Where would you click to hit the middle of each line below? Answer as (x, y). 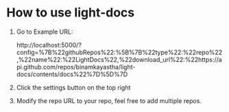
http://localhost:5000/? (49, 45)
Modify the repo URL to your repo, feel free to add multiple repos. (109, 100)
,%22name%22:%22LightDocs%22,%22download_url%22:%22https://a (119, 59)
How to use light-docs (71, 13)
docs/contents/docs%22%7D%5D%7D (72, 74)
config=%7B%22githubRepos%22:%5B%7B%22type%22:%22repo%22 (119, 52)
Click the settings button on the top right (73, 87)
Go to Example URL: (45, 32)
